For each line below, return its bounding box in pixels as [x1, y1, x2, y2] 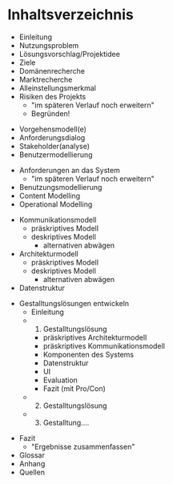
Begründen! [30, 108, 70, 118]
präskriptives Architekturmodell [42, 333, 147, 342]
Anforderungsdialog [18, 132, 86, 142]
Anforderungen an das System [18, 165, 121, 175]
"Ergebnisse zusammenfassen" [30, 442, 135, 451]
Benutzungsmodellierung [18, 182, 103, 192]
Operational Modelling [18, 199, 93, 209]
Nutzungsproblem [18, 40, 79, 50]
